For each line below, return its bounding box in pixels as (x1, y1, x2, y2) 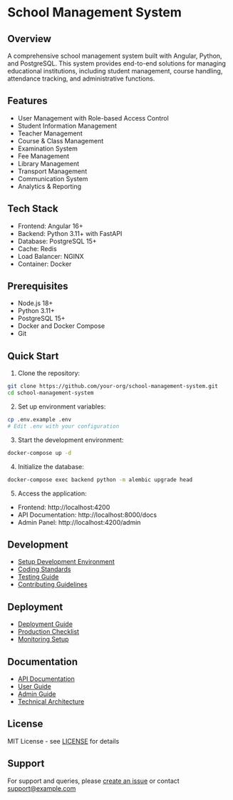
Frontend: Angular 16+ (17, 222, 83, 230)
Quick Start (7, 350, 59, 362)
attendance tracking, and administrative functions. (7, 74, 155, 83)
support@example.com (7, 784, 76, 792)
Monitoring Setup (17, 635, 69, 644)
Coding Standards (17, 565, 71, 574)
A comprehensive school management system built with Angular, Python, (7, 51, 222, 60)
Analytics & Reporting (17, 182, 82, 190)
